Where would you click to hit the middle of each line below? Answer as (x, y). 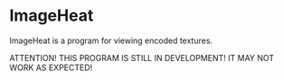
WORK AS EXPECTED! (51, 67)
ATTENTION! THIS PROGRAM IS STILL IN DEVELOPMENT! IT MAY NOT (142, 58)
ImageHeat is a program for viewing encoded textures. (111, 40)
